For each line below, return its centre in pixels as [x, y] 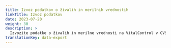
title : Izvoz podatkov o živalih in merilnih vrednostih [67, 10]
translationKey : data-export [36, 38]
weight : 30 [17, 24]
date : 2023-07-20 [24, 19]
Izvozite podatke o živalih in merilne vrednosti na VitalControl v [84, 33]
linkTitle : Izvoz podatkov [34, 14]
